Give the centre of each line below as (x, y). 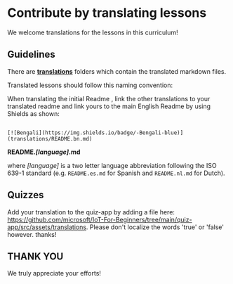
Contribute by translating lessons (107, 13)
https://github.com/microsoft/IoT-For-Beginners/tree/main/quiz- (100, 219)
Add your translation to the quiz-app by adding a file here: (91, 212)
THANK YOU (35, 256)
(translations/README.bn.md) (50, 138)
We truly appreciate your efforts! (54, 273)
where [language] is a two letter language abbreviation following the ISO (112, 165)
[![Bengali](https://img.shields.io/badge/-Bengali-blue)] (95, 133)
